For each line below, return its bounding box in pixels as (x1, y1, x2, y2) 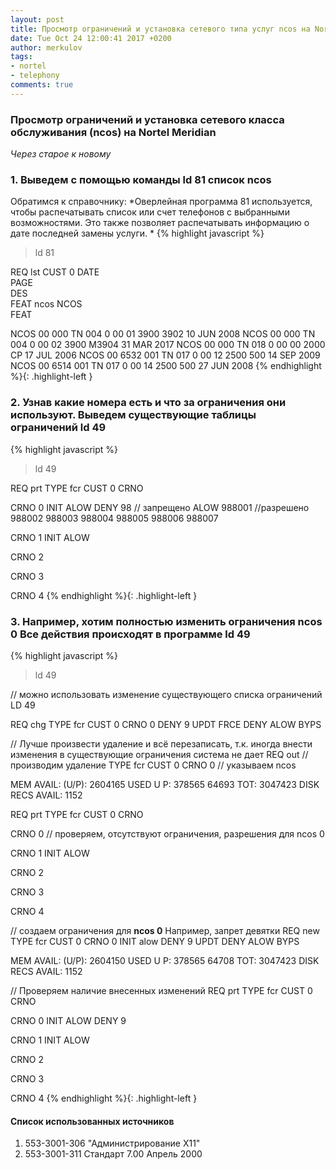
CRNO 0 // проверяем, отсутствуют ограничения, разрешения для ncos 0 (10, 827, 325, 840)
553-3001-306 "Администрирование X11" (24, 1137, 201, 1150)
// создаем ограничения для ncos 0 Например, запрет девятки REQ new (10, 924, 320, 936)
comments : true (10, 80, 74, 90)
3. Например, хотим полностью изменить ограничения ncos (10, 614, 323, 628)
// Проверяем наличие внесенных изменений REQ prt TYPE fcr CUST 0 (10, 984, 313, 996)
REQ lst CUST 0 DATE (10, 266, 100, 278)
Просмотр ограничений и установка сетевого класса (10, 112, 285, 126)
